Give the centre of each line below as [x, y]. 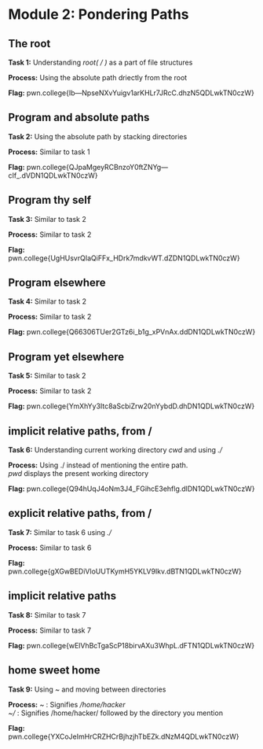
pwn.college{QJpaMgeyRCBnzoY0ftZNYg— [97, 167]
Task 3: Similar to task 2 [47, 219]
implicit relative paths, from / [80, 431]
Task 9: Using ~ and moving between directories [87, 689]
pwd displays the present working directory [79, 474]
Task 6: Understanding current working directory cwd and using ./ [115, 450]
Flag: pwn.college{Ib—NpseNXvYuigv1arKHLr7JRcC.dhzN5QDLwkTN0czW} [131, 93]
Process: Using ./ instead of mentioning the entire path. [98, 465]
